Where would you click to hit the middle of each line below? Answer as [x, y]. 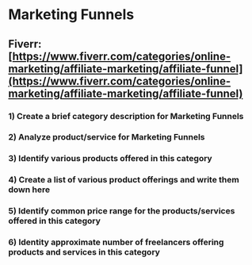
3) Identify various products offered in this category [110, 159]
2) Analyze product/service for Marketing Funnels [107, 137]
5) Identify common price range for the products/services [122, 211]
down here [29, 190]
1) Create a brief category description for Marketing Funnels [126, 116]
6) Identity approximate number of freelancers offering [116, 242]
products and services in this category [84, 252]
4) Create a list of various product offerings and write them [124, 180]
